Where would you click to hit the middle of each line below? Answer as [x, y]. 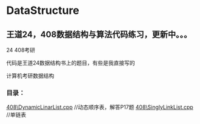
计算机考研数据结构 [30, 76]
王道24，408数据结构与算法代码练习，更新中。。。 [99, 34]
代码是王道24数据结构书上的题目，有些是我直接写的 [71, 63]
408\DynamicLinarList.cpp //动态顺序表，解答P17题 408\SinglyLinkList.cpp [100, 107]
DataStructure [43, 11]
